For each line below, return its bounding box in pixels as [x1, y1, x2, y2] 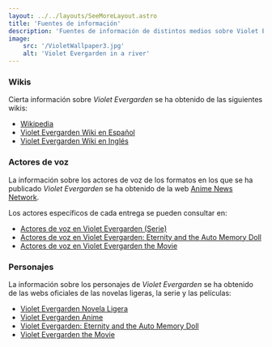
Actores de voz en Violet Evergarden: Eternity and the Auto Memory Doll [19, 232, 261, 242]
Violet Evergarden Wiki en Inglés [19, 136, 130, 146]
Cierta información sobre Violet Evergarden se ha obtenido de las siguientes [8, 95, 263, 105]
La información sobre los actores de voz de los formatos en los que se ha [8, 175, 253, 185]
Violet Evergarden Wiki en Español [19, 127, 135, 138]
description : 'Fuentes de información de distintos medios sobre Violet [8, 27, 259, 35]
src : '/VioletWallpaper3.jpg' [23, 42, 125, 50]
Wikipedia [19, 119, 54, 129]
